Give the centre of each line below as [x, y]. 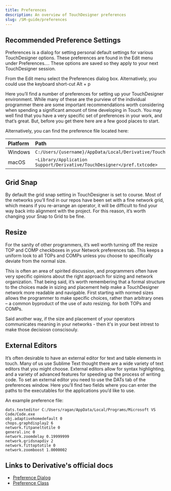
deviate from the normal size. [36, 261]
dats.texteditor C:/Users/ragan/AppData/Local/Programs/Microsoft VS [81, 410]
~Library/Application [61, 160]
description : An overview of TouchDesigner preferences [66, 15]
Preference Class [31, 483]
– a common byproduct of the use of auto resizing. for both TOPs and [78, 303]
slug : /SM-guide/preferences [36, 19]
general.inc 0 [20, 432]
